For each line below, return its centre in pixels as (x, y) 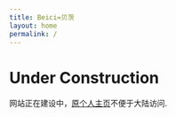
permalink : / (33, 34)
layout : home (33, 26)
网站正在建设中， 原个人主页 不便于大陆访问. (88, 104)
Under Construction (84, 78)
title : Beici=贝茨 (42, 17)
